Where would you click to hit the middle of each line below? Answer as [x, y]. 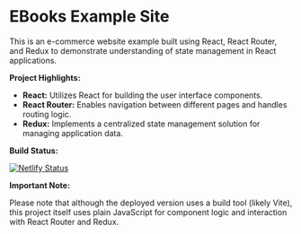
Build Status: [34, 151]
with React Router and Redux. [64, 221]
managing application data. [73, 133]
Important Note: [40, 185]
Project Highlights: [45, 77]
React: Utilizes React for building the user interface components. [142, 95]
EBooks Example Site [89, 17]
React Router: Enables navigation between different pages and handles [155, 104]
